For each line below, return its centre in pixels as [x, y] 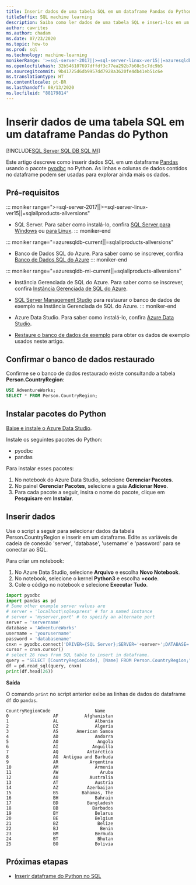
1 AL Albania [60, 721]
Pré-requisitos [33, 193]
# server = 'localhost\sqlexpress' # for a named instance [79, 612]
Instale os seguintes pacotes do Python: [54, 439]
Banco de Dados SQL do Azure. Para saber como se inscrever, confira [99, 253]
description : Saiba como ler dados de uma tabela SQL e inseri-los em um [98, 22]
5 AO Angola [60, 741]
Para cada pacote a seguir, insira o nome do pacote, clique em [90, 492]
